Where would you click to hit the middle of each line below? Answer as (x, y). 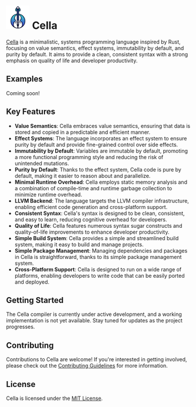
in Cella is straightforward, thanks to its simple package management (98, 257)
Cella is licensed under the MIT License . (55, 398)
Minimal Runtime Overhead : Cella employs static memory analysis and (101, 182)
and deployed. (32, 282)
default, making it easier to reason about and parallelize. (82, 176)
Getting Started (35, 300)
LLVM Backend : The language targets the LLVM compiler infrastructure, (102, 201)
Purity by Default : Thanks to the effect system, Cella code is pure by (98, 169)
